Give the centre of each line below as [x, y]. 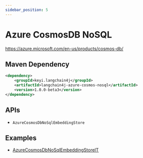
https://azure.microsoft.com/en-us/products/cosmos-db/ [64, 49]
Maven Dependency [37, 64]
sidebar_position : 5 [27, 10]
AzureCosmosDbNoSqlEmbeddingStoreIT [55, 150]
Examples [21, 138]
